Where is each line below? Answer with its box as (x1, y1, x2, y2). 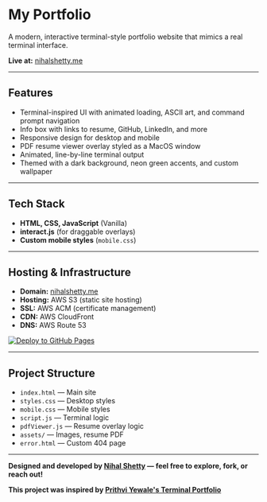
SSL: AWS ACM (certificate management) (19, 304, 157, 313)
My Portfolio (8, 6, 91, 24)
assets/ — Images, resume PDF (19, 430, 125, 439)
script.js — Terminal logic (19, 413, 110, 422)
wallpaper (19, 166, 53, 176)
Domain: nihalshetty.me (19, 286, 99, 296)
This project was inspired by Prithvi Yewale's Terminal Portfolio (8, 485, 222, 495)
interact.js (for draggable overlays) (19, 227, 136, 236)
